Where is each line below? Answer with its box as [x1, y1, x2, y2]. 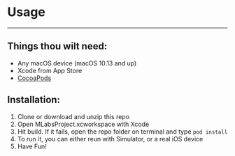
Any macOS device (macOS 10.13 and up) [17, 58, 137, 67]
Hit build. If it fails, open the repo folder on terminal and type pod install [17, 127, 228, 136]
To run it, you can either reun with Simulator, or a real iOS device [17, 134, 204, 143]
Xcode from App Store [17, 66, 83, 75]
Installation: [7, 94, 61, 106]
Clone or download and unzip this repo [17, 112, 130, 120]
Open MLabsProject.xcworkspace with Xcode [17, 120, 150, 128]
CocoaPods [17, 74, 52, 82]
